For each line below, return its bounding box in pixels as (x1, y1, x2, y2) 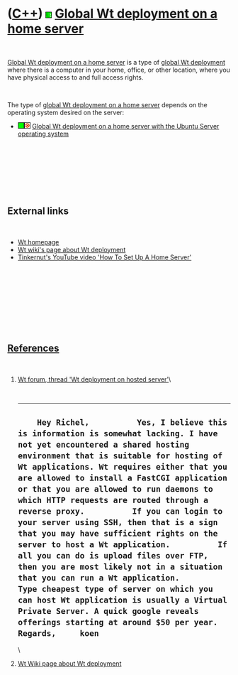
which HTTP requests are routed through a (17, 495, 209, 505)
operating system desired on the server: (7, 108, 125, 117)
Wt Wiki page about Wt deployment (17, 659, 122, 668)
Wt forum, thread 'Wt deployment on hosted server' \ (17, 374, 171, 384)
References (7, 342, 59, 355)
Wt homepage (17, 237, 59, 246)
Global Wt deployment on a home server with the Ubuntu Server (31, 121, 220, 130)
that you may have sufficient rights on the (17, 528, 218, 539)
